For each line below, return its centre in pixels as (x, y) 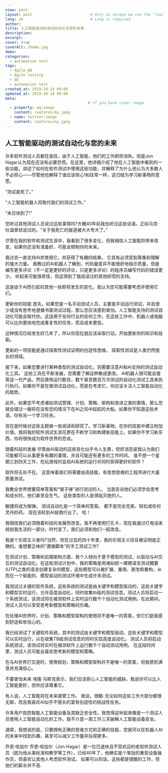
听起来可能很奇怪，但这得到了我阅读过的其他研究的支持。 (74, 277)
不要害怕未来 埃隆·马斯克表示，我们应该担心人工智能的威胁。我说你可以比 (81, 679)
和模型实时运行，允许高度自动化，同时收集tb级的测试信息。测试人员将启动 (82, 593)
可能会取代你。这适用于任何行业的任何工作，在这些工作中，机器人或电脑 (88, 317)
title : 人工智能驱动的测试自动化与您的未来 (45, 29)
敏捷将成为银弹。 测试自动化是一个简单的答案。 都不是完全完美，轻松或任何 (83, 506)
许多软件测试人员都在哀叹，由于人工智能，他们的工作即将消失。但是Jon (79, 156)
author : (13, 24)
